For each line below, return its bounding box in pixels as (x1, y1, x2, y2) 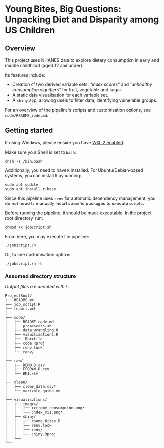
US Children (5, 25, 55, 36)
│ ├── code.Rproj (5, 341, 45, 346)
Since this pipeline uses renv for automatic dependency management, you (5, 195, 156, 201)
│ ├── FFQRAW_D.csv (5, 367, 50, 372)
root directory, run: (5, 215, 43, 221)
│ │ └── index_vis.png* (5, 410, 63, 415)
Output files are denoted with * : (5, 284, 69, 290)
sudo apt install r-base (5, 186, 56, 191)
